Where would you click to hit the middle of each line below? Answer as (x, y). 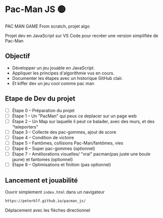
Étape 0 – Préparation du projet (43, 110)
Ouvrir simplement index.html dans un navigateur (55, 192)
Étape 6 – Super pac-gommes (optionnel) (54, 148)
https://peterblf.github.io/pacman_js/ (45, 201)
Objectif (18, 56)
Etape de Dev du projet (40, 99)
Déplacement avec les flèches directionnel (48, 210)
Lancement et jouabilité (41, 180)
